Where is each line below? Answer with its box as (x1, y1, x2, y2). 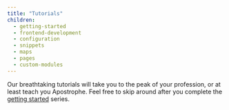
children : (7, 16, 36, 23)
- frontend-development (13, 29, 81, 36)
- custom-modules (13, 61, 63, 68)
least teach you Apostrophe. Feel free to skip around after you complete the (7, 87, 223, 96)
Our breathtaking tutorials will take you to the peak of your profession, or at (7, 80, 221, 88)
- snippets (13, 42, 45, 49)
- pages (13, 55, 36, 62)
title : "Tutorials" (7, 10, 63, 17)
